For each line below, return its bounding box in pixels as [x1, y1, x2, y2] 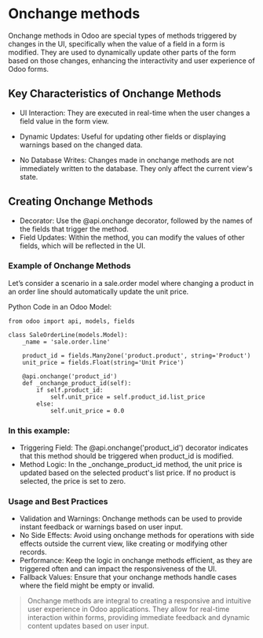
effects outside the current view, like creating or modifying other [19, 539, 228, 548]
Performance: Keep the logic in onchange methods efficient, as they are [19, 556, 253, 566]
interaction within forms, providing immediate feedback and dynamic [27, 613, 250, 622]
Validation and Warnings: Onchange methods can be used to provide [19, 514, 243, 524]
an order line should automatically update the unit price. [8, 287, 189, 296]
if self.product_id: [36, 386, 104, 394]
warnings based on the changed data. [19, 139, 143, 150]
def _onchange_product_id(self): [22, 379, 132, 387]
